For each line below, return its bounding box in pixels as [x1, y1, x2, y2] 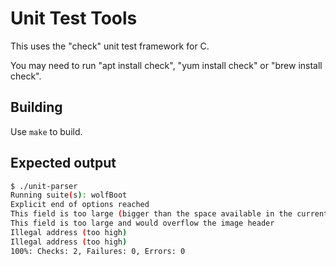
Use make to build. [10, 125, 83, 137]
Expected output [10, 155, 117, 172]
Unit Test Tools [10, 7, 138, 30]
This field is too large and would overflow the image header [10, 218, 275, 229]
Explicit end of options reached [10, 200, 150, 210]
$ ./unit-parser [10, 181, 78, 191]
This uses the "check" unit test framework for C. [10, 40, 210, 52]
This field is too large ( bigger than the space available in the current [10, 209, 329, 219]
